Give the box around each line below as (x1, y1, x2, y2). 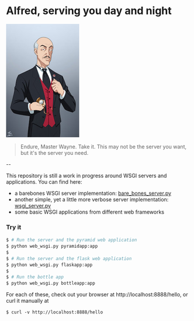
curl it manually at (6, 298, 49, 305)
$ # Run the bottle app (6, 274, 64, 280)
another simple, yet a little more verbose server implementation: (14, 195, 169, 203)
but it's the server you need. (20, 149, 89, 156)
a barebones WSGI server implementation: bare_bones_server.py (14, 190, 171, 197)
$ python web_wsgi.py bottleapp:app (6, 281, 95, 286)
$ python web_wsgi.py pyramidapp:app (6, 244, 98, 249)
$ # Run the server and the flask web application (6, 255, 132, 262)
